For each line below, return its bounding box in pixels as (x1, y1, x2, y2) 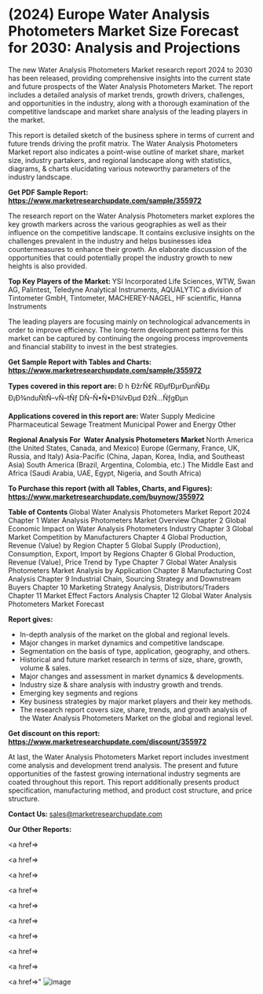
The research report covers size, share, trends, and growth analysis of (19, 704, 247, 714)
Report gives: (8, 614, 53, 623)
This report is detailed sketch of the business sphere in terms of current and (8, 130, 255, 139)
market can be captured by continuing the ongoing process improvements (8, 333, 249, 343)
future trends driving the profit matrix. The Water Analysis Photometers (8, 139, 238, 148)
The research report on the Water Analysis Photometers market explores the (8, 211, 255, 220)
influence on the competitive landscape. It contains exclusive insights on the (8, 227, 255, 237)
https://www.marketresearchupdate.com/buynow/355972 (8, 492, 205, 501)
